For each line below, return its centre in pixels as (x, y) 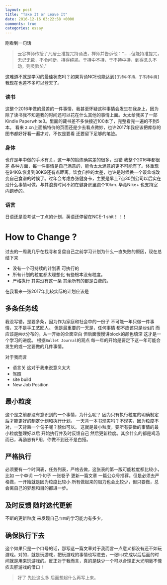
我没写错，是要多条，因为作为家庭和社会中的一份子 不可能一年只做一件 (78, 321)
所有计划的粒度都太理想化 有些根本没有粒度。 (59, 274)
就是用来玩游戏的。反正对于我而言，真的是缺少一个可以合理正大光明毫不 (83, 561)
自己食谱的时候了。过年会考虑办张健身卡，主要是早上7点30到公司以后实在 (85, 178)
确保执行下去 (25, 535)
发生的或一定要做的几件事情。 (36, 346)
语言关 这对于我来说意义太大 (41, 367)
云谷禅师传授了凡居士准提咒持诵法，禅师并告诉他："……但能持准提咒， (89, 54)
